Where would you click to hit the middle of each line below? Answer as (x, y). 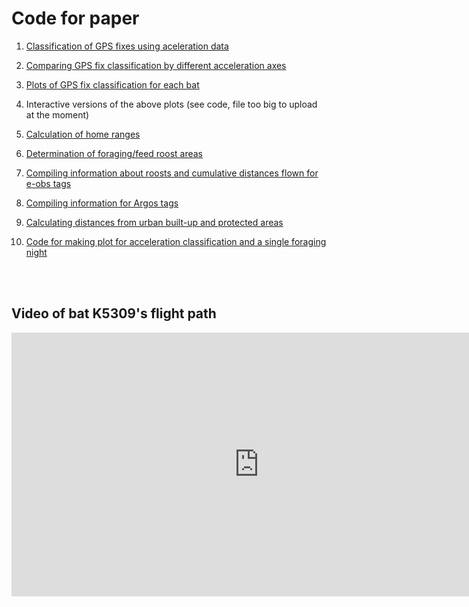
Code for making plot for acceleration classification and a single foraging (176, 241)
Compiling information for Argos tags (102, 203)
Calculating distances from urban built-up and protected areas (154, 222)
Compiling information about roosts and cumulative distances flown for (172, 173)
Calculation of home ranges (83, 134)
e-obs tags (48, 183)
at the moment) (57, 114)
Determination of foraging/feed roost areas (114, 153)
